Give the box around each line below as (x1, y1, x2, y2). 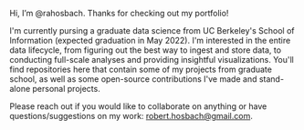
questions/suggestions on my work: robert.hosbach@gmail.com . (9, 111, 253, 121)
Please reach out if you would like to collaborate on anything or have (9, 101, 267, 112)
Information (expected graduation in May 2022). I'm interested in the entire (9, 35, 291, 45)
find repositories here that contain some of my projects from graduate (9, 64, 272, 75)
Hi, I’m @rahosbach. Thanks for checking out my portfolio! (9, 8, 229, 18)
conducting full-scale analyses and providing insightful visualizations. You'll (9, 55, 294, 65)
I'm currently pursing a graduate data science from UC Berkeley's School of (9, 25, 295, 35)
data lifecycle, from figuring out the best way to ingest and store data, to (9, 45, 281, 55)
